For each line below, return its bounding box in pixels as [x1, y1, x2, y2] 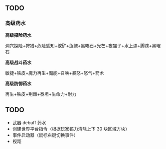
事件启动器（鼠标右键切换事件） [12, 132, 78, 138]
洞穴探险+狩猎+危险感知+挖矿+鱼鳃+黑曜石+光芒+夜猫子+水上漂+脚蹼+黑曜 [5, 42, 161, 49]
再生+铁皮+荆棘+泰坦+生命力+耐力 [5, 91, 77, 97]
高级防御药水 [5, 80, 31, 86]
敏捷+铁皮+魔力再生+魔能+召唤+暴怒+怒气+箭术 [5, 70, 104, 76]
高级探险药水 [5, 32, 31, 38]
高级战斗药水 [5, 59, 31, 65]
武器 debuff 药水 [12, 119, 46, 126]
